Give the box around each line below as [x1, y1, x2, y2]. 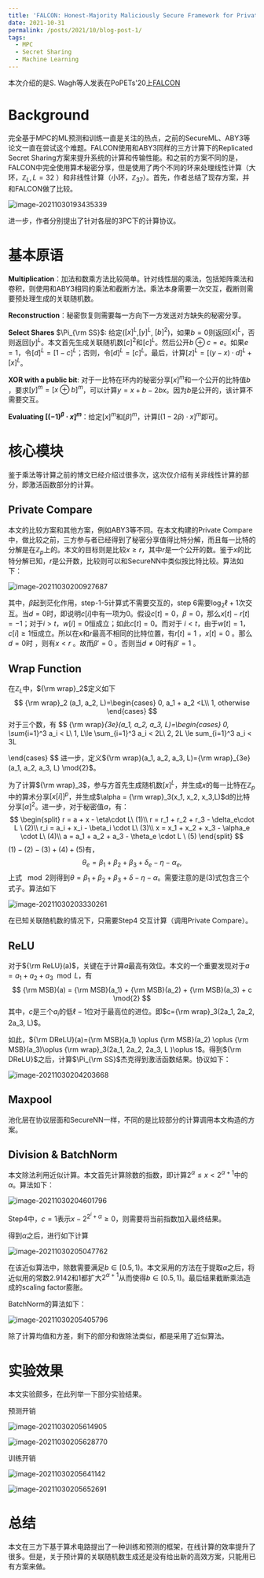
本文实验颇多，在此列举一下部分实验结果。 [8, 1390, 146, 1399]
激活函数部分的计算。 [28, 480, 98, 489]
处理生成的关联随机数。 [21, 293, 98, 303]
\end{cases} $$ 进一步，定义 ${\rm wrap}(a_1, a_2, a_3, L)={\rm [8, 753, 212, 763]
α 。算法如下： [8, 1180, 55, 1190]
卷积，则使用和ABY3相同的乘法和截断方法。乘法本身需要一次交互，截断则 [8, 284, 247, 293]
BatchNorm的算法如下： [8, 1299, 86, 1309]
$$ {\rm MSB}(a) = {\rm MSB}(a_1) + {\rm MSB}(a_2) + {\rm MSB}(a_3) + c [11, 986, 253, 995]
